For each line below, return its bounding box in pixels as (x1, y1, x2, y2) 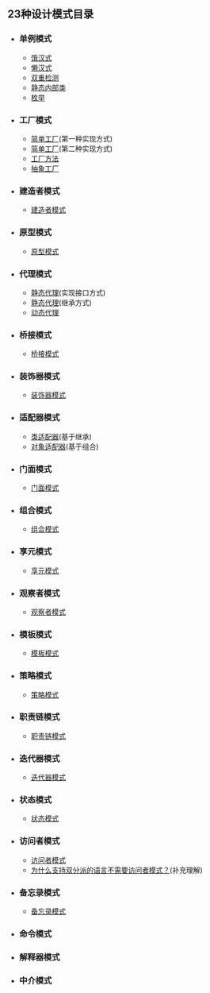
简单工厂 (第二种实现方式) (30, 144, 113, 153)
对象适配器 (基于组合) (30, 442, 99, 451)
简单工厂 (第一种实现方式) (30, 133, 113, 143)
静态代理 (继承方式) (30, 297, 92, 307)
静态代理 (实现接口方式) (30, 288, 106, 297)
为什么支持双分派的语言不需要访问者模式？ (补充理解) (30, 865, 203, 875)
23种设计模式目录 (7, 7, 94, 21)
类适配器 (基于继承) (30, 431, 92, 441)
